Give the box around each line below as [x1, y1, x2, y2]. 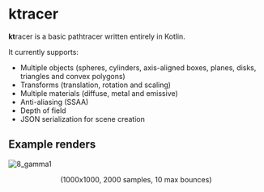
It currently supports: [8, 47, 79, 56]
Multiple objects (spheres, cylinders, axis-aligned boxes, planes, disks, [19, 62, 257, 73]
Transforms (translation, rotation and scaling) [19, 80, 172, 90]
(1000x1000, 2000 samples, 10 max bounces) [60, 174, 212, 184]
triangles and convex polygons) [19, 71, 126, 81]
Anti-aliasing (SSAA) [19, 97, 89, 106]
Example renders [8, 138, 96, 152]
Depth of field [19, 106, 66, 115]
